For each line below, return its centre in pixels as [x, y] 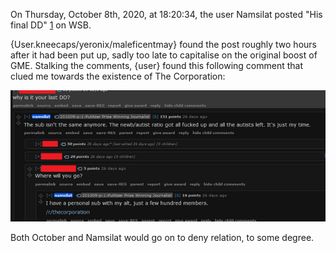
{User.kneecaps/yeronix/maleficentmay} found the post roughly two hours [163, 44]
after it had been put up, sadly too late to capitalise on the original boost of [164, 55]
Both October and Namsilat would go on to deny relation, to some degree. [162, 237]
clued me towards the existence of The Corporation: [118, 76]
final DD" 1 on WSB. [51, 25]
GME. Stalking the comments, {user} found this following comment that [157, 65]
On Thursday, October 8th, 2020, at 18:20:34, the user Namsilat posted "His [166, 14]
